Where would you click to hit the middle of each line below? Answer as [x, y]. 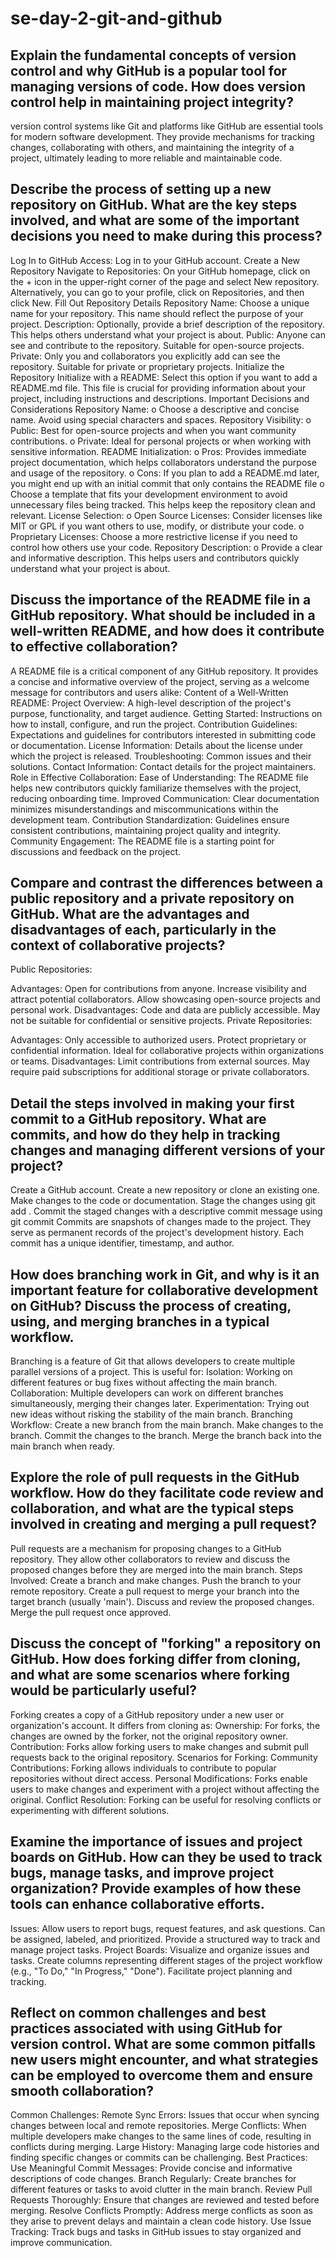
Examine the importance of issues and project [156, 1842]
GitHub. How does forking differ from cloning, [156, 1659]
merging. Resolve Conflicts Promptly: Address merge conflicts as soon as [161, 2211]
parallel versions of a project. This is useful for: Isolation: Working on [151, 1372]
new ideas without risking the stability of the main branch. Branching [151, 1414]
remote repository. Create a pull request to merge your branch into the [155, 1591]
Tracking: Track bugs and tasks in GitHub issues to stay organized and [156, 2232]
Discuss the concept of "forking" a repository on [166, 1643]
